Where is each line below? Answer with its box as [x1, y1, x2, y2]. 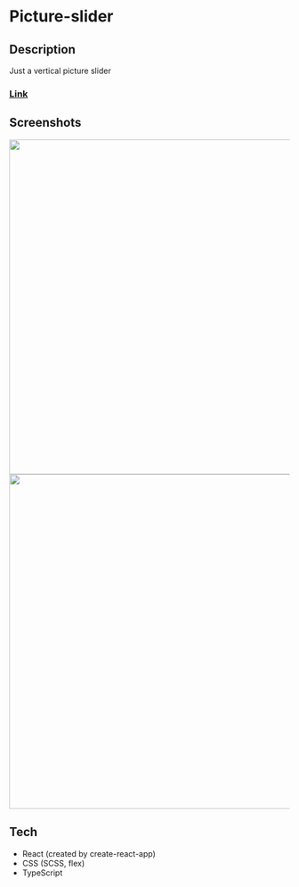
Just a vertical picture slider [9, 65, 111, 76]
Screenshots [9, 115, 82, 130]
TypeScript [21, 867, 63, 878]
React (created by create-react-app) [21, 848, 156, 858]
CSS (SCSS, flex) [21, 858, 85, 868]
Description [9, 42, 76, 57]
